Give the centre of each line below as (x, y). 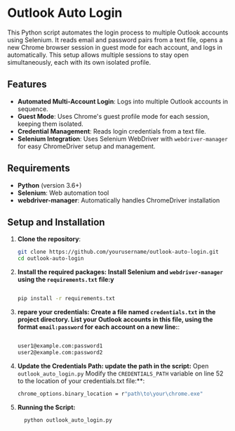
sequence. (33, 109)
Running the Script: (46, 407)
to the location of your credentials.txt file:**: (81, 380)
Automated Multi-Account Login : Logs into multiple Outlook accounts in (123, 101)
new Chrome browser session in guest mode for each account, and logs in (115, 47)
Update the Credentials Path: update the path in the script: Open (113, 366)
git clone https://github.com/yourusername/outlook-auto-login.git (118, 252)
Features (27, 85)
